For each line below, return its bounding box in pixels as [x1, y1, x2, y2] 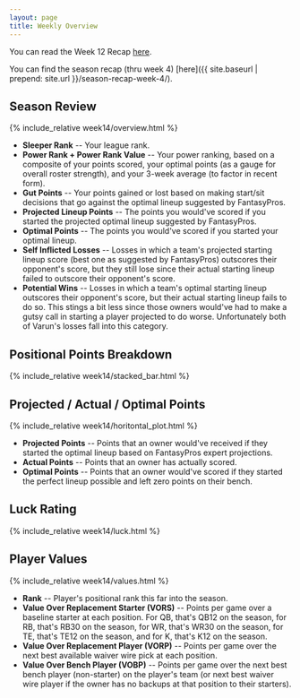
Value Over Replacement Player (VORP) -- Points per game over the [21, 640, 278, 651]
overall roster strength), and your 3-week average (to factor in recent [21, 168, 278, 179]
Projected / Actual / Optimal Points [9, 396, 206, 412]
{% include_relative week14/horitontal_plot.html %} [9, 420, 199, 431]
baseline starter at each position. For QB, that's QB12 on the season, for [21, 611, 287, 623]
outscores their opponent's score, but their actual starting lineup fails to [21, 292, 287, 303]
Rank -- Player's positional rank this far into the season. [21, 592, 228, 603]
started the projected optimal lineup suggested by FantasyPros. [21, 216, 257, 227]
